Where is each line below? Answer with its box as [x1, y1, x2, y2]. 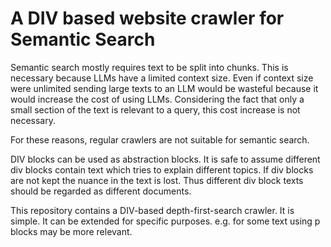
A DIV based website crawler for [10, 7, 285, 30]
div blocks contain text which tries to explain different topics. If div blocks [10, 163, 314, 176]
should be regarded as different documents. [10, 185, 192, 197]
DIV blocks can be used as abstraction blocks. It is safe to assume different [10, 153, 321, 165]
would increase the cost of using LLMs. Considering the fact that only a [10, 93, 305, 105]
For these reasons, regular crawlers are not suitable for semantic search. [10, 133, 310, 146]
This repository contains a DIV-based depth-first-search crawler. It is [10, 204, 295, 216]
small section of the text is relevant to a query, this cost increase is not [10, 103, 301, 116]
